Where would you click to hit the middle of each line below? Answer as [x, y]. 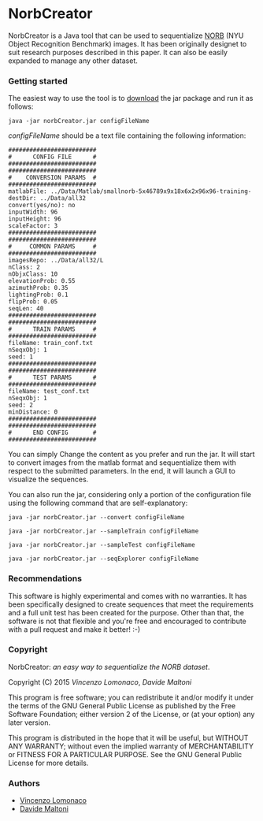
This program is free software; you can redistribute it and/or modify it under [131, 697]
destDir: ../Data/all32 [47, 199]
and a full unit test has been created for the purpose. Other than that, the [126, 612]
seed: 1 [21, 357]
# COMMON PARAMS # [52, 247]
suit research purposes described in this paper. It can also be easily [118, 52]
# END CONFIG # [52, 433]
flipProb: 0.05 [33, 302]
